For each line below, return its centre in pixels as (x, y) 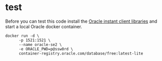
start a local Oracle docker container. (44, 26)
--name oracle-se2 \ (40, 44)
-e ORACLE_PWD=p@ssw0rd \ (46, 49)
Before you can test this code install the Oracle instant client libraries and (81, 21)
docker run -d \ (22, 36)
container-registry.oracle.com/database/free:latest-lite (81, 53)
